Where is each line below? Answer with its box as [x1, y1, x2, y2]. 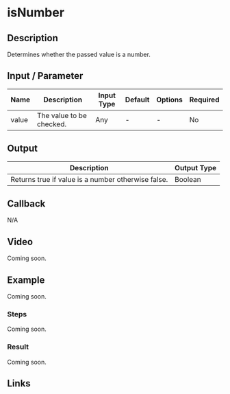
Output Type [174, 163, 217, 172]
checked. [36, 119, 67, 128]
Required [189, 95, 220, 104]
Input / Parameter [7, 70, 84, 82]
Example [7, 274, 45, 286]
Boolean [174, 174, 201, 184]
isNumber [7, 5, 65, 21]
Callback [7, 198, 46, 210]
